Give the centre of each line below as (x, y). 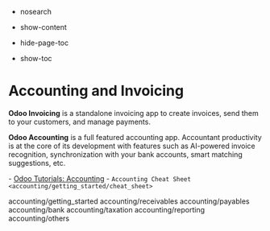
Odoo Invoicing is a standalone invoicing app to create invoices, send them (134, 113)
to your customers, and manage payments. (80, 122)
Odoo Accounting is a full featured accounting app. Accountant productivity (135, 137)
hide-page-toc (44, 43)
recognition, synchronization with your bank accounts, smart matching (126, 154)
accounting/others (39, 218)
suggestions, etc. (37, 163)
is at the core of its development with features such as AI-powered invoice (132, 146)
